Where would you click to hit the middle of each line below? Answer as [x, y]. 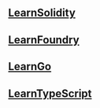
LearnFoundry [44, 40]
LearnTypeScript [50, 93]
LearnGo [30, 67]
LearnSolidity [42, 13]
